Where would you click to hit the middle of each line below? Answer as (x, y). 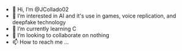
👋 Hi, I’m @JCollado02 (40, 9)
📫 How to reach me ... (40, 42)
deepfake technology (39, 22)
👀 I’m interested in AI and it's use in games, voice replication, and (94, 16)
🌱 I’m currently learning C (44, 29)
